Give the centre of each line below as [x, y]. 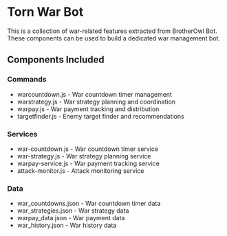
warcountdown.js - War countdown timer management [94, 94]
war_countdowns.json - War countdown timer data [89, 204]
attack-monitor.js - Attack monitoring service [80, 170]
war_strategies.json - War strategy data [73, 211]
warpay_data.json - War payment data [71, 218]
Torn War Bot [45, 12]
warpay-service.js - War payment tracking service [88, 163]
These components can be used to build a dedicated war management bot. [114, 38]
